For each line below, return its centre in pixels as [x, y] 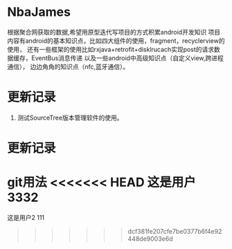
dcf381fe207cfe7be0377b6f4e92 [175, 231]
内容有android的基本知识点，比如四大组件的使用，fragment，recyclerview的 [116, 40]
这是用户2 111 [26, 218]
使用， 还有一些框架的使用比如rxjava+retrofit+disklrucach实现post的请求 [111, 49]
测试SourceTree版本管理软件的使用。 [70, 118]
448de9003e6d [150, 239]
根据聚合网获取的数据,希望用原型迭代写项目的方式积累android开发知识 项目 [114, 32]
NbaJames [39, 12]
